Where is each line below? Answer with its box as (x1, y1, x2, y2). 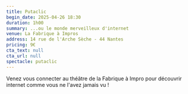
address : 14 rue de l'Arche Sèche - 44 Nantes (6, 36, 124, 42)
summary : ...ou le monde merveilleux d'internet (6, 25, 129, 32)
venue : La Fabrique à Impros (6, 31, 79, 37)
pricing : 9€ (6, 42, 36, 48)
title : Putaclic (6, 8, 46, 15)
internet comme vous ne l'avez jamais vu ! (6, 81, 109, 88)
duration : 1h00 (6, 20, 44, 26)
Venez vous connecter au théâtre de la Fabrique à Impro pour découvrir (6, 75, 182, 82)
